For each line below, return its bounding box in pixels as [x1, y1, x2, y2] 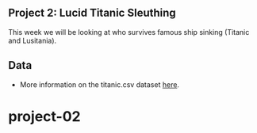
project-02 [8, 107, 81, 125]
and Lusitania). [8, 36, 57, 45]
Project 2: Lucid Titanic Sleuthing [8, 6, 176, 20]
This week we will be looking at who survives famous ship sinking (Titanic [8, 27, 250, 36]
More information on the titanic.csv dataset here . [19, 79, 180, 89]
